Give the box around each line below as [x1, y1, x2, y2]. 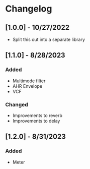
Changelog [5, 3, 52, 15]
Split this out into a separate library [12, 36, 85, 42]
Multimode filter [12, 78, 46, 84]
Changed [5, 101, 29, 108]
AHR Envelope [12, 83, 43, 89]
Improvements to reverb [12, 112, 63, 119]
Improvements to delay [12, 118, 60, 124]
